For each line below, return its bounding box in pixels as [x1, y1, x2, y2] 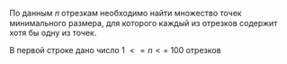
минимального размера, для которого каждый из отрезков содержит [9, 18, 278, 28]
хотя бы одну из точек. [9, 27, 97, 38]
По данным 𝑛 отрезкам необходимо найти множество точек [9, 8, 242, 18]
